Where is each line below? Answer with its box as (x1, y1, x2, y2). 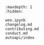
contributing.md (5, 26, 39, 31)
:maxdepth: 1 (5, 4, 32, 9)
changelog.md (5, 22, 32, 27)
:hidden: (5, 9, 23, 14)
